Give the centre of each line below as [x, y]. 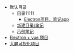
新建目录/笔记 [30, 25]
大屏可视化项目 [24, 43]
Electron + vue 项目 [29, 37]
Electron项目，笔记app [46, 19]
